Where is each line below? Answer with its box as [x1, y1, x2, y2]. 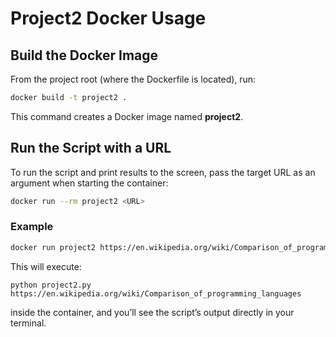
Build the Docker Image [10, 47, 159, 64]
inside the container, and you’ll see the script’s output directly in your [10, 306, 295, 318]
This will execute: [10, 260, 82, 272]
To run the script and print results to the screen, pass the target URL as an [10, 166, 316, 178]
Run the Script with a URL [10, 140, 172, 157]
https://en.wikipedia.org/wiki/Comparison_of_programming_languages [10, 288, 302, 299]
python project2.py [10, 280, 92, 290]
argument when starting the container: [10, 177, 169, 189]
